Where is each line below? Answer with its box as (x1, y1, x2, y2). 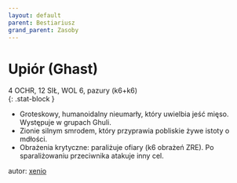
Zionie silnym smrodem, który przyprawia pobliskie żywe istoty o (19, 126, 230, 136)
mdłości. (19, 134, 48, 144)
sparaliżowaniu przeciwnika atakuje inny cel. (19, 151, 164, 161)
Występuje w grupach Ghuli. (19, 118, 111, 127)
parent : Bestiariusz (8, 19, 76, 27)
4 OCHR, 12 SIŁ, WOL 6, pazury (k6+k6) (8, 86, 138, 95)
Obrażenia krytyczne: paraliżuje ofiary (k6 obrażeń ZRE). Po (19, 143, 214, 152)
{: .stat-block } (8, 94, 55, 104)
